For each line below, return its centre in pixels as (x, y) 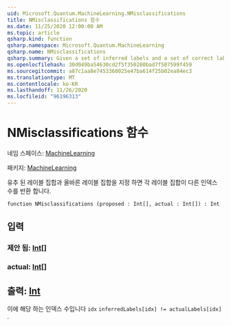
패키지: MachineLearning (42, 167)
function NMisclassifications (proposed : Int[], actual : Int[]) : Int (113, 204)
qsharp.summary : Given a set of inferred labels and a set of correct (110, 58)
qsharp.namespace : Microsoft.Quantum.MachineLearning (86, 45)
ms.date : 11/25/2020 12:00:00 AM (55, 26)
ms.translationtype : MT (41, 77)
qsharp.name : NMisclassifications (57, 52)
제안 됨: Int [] (27, 248)
